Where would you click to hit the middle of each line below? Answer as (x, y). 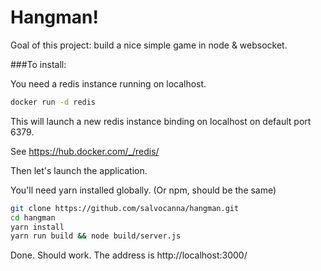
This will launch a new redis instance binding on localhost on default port (161, 121)
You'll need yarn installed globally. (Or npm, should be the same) (143, 190)
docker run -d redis (53, 102)
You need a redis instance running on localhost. (108, 83)
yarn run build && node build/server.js (96, 236)
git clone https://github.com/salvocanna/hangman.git (125, 208)
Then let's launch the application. (79, 170)
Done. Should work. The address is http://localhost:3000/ (129, 255)
